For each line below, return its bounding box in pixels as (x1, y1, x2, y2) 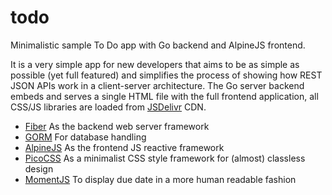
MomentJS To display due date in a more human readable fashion (24, 173, 297, 185)
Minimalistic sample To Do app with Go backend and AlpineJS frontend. (10, 39, 306, 51)
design (24, 162, 54, 175)
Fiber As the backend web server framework (24, 120, 210, 132)
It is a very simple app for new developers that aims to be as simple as (10, 58, 300, 70)
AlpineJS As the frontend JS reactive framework (24, 141, 225, 153)
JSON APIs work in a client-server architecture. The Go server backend (10, 79, 305, 91)
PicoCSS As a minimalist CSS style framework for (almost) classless (24, 152, 306, 164)
